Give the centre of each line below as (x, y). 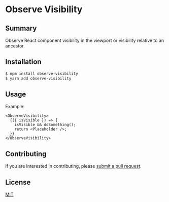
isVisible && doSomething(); (45, 125)
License (18, 182)
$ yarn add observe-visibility (38, 78)
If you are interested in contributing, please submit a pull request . (73, 166)
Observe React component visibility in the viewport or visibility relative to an (85, 40)
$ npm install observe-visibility (42, 73)
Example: (15, 107)
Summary (21, 28)
